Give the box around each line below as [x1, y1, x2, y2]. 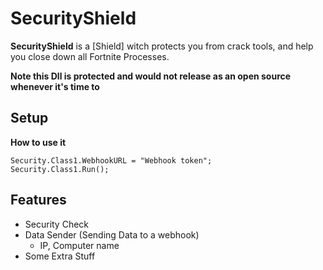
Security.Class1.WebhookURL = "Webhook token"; [10, 155, 213, 166]
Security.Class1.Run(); [10, 164, 110, 174]
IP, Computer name [39, 239, 120, 251]
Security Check [24, 218, 90, 230]
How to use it [10, 136, 67, 148]
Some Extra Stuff [24, 250, 96, 262]
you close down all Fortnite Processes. [10, 50, 170, 62]
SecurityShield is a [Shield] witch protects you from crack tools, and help [10, 40, 314, 52]
